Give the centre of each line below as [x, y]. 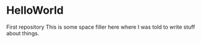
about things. [23, 33]
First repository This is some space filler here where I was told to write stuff [101, 27]
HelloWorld [35, 10]
